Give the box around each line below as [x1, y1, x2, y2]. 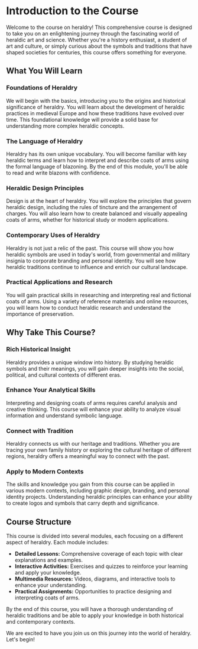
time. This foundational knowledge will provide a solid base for [6, 116, 158, 123]
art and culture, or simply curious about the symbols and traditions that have [6, 43, 192, 50]
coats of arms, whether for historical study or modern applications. [6, 216, 170, 223]
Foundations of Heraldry [6, 84, 78, 92]
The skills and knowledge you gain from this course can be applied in [6, 481, 176, 488]
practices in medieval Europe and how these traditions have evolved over [6, 109, 184, 116]
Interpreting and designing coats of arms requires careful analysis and [6, 399, 177, 406]
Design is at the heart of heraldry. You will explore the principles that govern [6, 197, 191, 205]
